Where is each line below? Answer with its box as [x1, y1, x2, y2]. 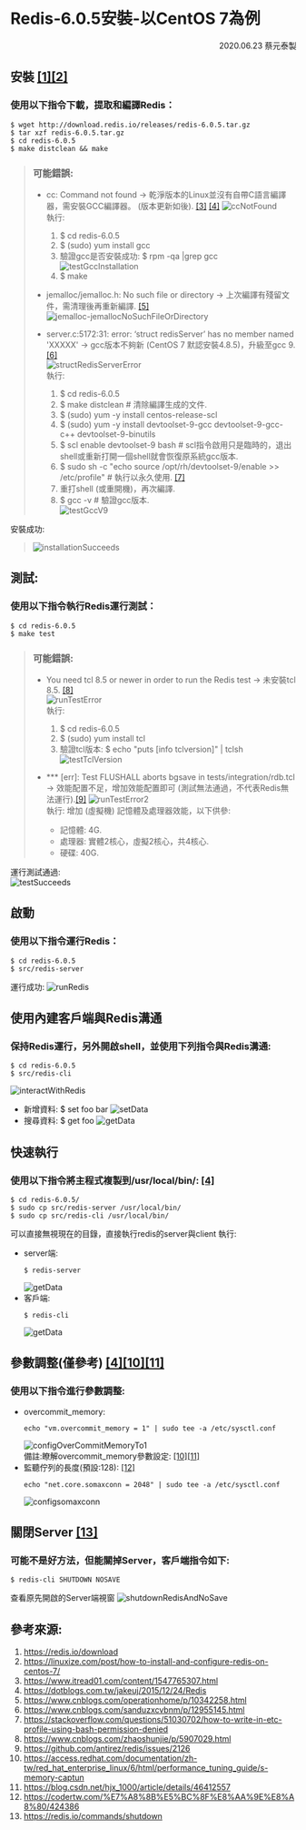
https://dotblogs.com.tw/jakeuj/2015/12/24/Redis [23, 1685, 207, 1696]
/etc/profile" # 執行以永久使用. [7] [59, 471, 185, 482]
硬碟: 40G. [59, 847, 99, 858]
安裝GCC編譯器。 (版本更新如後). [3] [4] [70, 200, 221, 211]
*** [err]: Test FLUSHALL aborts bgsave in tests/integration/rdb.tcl [45, 771, 296, 783]
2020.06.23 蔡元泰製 [218, 40, 297, 51]
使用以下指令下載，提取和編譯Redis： [10, 99, 175, 112]
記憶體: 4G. [59, 824, 103, 835]
